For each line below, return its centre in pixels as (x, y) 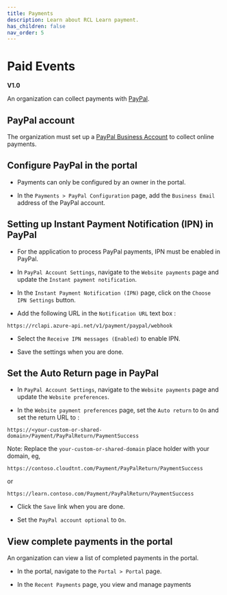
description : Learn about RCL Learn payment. (73, 20)
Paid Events (41, 66)
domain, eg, (24, 456)
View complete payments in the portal (90, 541)
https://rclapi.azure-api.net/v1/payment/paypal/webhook (90, 326)
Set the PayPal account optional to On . (71, 520)
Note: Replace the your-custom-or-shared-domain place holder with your (108, 449)
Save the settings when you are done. (70, 352)
